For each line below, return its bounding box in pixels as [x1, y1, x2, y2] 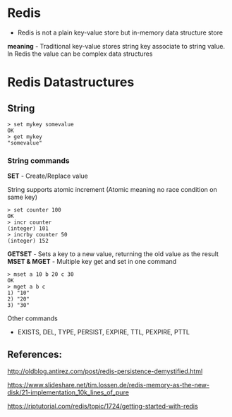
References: [7, 348, 62, 361]
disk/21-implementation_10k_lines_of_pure [7, 388, 129, 397]
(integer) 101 [7, 225, 49, 232]
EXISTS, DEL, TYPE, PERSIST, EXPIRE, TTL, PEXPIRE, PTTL [17, 328, 190, 337]
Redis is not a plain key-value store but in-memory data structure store [17, 28, 224, 37]
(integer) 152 [7, 238, 49, 245]
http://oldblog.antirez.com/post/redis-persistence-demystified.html [7, 367, 203, 375]
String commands [7, 155, 70, 165]
